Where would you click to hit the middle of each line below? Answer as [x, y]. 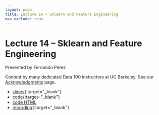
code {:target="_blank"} [36, 97]
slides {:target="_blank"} [37, 92]
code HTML [24, 102]
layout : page [19, 10]
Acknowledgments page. [30, 82]
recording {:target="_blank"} [41, 108]
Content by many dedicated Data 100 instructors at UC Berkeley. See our [79, 77]
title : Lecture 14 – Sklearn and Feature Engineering [62, 14]
